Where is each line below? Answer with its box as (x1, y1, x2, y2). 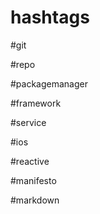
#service (10, 116, 47, 128)
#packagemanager (10, 77, 89, 90)
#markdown (10, 194, 60, 206)
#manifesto (10, 174, 57, 186)
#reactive (10, 155, 50, 167)
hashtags (10, 6, 90, 29)
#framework (10, 97, 62, 109)
